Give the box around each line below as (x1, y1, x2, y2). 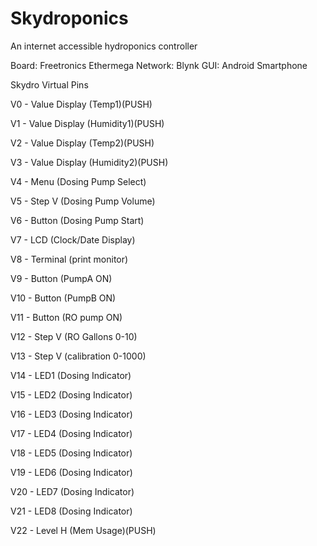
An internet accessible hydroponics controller (10, 40, 198, 52)
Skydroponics (10, 7, 129, 30)
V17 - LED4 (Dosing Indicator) (10, 427, 133, 439)
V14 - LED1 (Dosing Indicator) (10, 369, 132, 381)
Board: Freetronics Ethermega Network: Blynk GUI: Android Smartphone (10, 59, 308, 71)
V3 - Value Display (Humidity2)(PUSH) (10, 156, 169, 168)
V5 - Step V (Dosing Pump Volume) (10, 195, 156, 207)
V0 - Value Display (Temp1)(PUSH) (10, 98, 153, 110)
